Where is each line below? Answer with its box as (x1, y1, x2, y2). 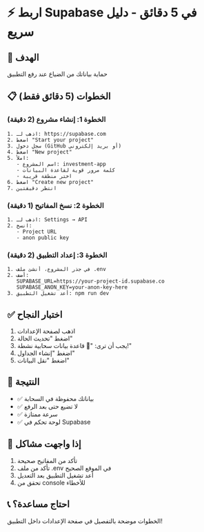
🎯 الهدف (7, 52, 39, 63)
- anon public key (16, 234, 70, 241)
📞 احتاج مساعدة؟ (7, 498, 70, 510)
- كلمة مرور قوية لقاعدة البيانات (16, 166, 116, 174)
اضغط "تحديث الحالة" (17, 334, 73, 342)
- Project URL (16, 228, 57, 235)
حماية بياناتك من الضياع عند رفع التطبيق (7, 70, 108, 78)
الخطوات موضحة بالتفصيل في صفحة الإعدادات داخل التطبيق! (7, 517, 163, 525)
